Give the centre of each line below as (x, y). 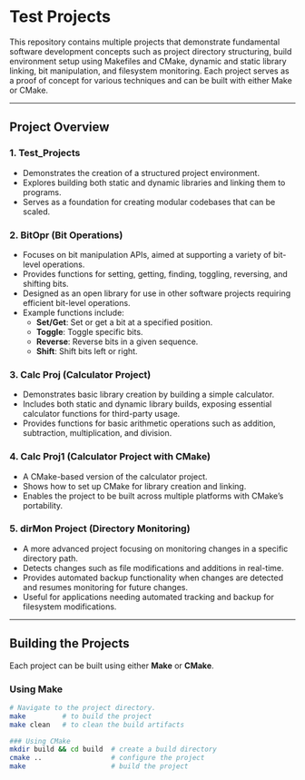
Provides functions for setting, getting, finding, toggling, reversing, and (155, 273)
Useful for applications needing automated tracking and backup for (148, 597)
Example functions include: (73, 312)
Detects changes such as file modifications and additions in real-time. (153, 568)
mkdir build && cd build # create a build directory (113, 750)
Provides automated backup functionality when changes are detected (153, 578)
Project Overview (59, 128)
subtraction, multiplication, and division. (97, 433)
